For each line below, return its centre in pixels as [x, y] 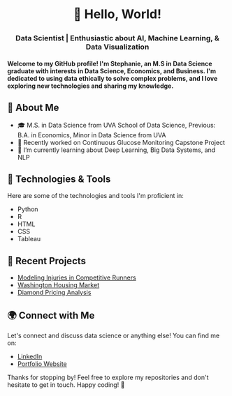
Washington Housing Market [58, 285]
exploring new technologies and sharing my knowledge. [90, 86]
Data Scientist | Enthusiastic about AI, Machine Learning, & [117, 38]
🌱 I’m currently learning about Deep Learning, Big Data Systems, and [116, 150]
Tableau [29, 239]
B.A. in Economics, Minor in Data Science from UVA [92, 135]
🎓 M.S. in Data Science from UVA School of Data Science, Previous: [116, 125]
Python [28, 209]
